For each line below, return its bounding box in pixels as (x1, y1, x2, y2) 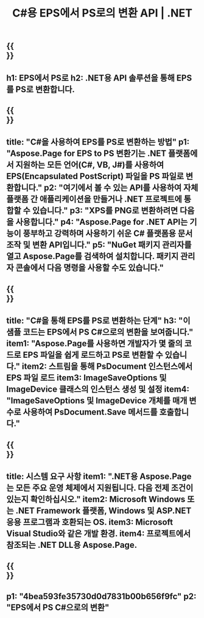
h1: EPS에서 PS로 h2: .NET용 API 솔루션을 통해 (6, 73, 175, 83)
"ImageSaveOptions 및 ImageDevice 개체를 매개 (6, 396, 188, 406)
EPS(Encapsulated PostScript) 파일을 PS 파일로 (6, 171, 185, 182)
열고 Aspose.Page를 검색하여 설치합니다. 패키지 (6, 251, 178, 261)
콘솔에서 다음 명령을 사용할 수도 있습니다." (15, 263, 164, 273)
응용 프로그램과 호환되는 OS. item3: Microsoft (6, 517, 174, 527)
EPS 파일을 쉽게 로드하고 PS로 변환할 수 (23, 350, 163, 360)
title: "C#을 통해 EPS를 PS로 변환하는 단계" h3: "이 (6, 316, 191, 326)
